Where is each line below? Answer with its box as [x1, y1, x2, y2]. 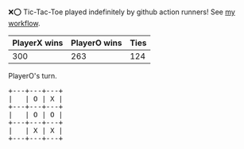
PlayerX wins [12, 37, 64, 48]
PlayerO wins [71, 37, 122, 48]
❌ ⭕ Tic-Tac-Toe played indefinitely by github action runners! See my [8, 7, 236, 17]
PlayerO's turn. [8, 71, 57, 80]
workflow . [8, 19, 41, 28]
